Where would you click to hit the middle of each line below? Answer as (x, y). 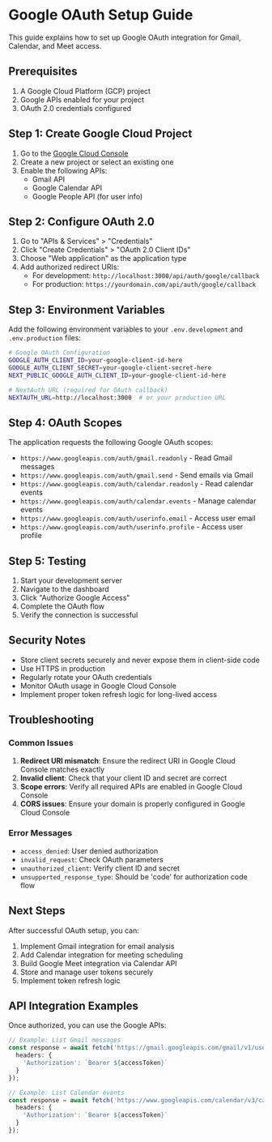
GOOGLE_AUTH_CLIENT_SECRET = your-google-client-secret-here (110, 368)
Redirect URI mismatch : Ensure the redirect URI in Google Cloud (128, 760)
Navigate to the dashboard (64, 589)
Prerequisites (43, 72)
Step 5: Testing (47, 561)
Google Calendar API (67, 187)
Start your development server (71, 580)
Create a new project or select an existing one (97, 162)
